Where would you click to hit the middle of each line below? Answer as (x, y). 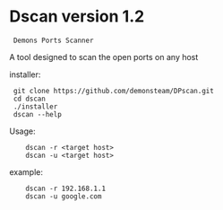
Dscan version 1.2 (77, 17)
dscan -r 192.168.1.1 (65, 188)
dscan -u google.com (64, 196)
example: (26, 171)
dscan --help (38, 114)
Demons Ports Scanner (53, 40)
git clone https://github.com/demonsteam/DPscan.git (114, 91)
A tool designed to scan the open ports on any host (104, 57)
